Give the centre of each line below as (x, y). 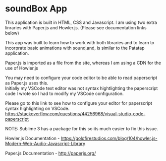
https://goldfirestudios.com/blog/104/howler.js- (109, 138)
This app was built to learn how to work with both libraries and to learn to (80, 42)
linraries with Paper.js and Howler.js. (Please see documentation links (76, 27)
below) (12, 33)
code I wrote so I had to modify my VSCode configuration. (64, 93)
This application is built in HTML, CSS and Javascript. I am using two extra (81, 22)
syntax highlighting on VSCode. (37, 108)
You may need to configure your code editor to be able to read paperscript (81, 78)
